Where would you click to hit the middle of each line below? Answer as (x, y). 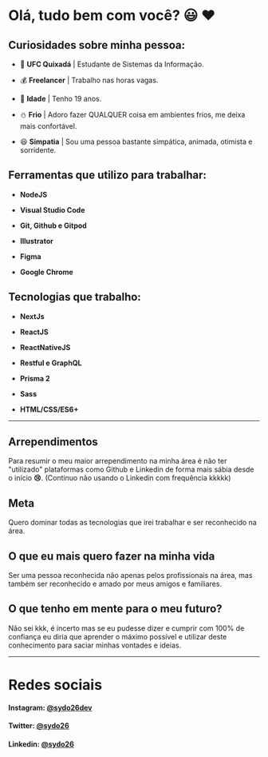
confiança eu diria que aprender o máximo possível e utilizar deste (118, 636)
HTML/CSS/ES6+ (49, 409)
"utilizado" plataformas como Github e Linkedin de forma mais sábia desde (131, 469)
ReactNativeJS (45, 347)
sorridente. (38, 150)
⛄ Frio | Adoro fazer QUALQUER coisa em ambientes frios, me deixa (132, 115)
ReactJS (34, 332)
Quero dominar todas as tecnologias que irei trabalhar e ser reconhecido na (132, 523)
